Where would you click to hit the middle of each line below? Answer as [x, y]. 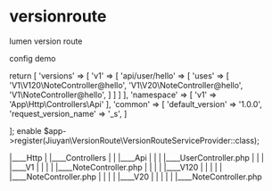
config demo [33, 58]
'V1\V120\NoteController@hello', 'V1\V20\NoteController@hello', [126, 85]
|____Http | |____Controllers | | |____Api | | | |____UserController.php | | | [137, 157]
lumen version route [46, 41]
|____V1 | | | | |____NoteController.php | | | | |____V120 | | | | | [116, 167]
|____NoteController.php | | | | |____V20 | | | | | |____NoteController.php [136, 177]
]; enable [25, 130]
